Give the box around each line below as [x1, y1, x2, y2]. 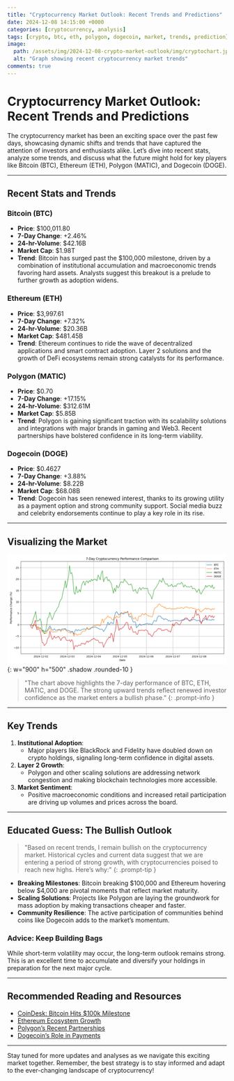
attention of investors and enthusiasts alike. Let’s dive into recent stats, [7, 146, 211, 155]
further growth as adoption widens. [17, 276, 119, 285]
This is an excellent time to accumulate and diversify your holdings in [7, 956, 205, 965]
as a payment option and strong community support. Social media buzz [17, 501, 223, 510]
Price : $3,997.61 [17, 309, 64, 318]
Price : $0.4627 [17, 465, 61, 473]
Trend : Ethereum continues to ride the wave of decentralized [17, 339, 193, 348]
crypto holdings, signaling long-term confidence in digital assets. [27, 753, 214, 762]
